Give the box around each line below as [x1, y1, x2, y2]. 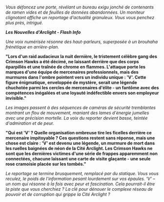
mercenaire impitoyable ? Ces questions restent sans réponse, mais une [5, 135, 155, 141]
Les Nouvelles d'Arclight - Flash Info [5, 29, 81, 35]
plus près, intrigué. [5, 20, 43, 25]
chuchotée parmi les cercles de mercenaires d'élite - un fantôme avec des [5, 85, 159, 90]
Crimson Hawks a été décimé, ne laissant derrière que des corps [5, 59, 139, 64]
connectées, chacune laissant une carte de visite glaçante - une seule [5, 156, 151, 161]
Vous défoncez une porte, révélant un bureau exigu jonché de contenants [5, 4, 154, 10]
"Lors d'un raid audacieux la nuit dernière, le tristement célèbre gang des [5, 53, 158, 59]
